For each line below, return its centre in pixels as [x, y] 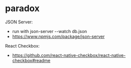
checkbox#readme [31, 60]
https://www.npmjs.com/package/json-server [58, 36]
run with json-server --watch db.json [50, 31]
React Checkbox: [23, 46]
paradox [22, 8]
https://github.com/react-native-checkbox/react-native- [69, 55]
